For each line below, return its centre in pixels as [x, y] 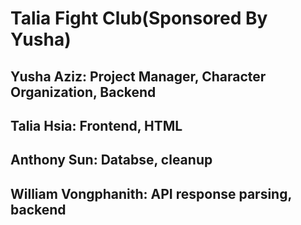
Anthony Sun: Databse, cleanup [111, 160]
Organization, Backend [83, 92]
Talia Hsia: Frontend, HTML [96, 125]
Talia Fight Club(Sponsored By [139, 18]
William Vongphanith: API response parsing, [151, 193]
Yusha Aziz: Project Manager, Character [138, 76]
